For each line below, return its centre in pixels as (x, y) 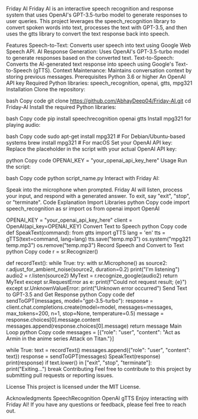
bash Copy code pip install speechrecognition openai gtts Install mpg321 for (99, 119)
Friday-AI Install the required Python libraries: (61, 107)
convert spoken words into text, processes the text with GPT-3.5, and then (97, 27)
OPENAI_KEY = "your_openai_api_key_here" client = (69, 220)
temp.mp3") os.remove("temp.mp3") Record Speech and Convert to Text (95, 245)
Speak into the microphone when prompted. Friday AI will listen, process (95, 190)
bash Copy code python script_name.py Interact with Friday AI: (83, 178)
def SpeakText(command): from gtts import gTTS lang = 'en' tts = (86, 233)
